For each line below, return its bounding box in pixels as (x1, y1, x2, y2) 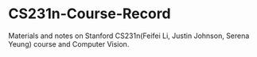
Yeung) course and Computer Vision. (8, 39, 130, 48)
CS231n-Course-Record (8, 5, 171, 23)
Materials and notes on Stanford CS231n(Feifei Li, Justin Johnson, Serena (8, 31, 250, 40)
